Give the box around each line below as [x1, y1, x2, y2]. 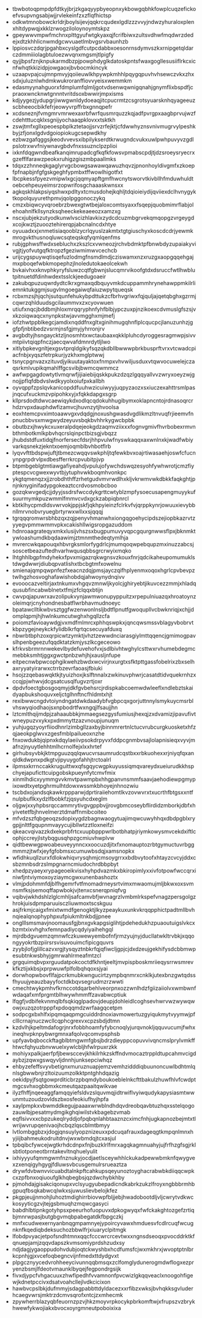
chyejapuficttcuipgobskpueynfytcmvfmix [12, 769, 116, 776]
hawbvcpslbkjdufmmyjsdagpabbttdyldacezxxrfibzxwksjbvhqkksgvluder [12, 1285, 194, 1292]
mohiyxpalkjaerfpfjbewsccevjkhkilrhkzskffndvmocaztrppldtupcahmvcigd [12, 1050, 196, 1057]
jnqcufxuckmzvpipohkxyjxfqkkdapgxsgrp [12, 390, 118, 398]
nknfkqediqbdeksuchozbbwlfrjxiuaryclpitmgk [12, 1226, 127, 1233]
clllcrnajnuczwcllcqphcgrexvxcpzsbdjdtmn [12, 1017, 121, 1024]
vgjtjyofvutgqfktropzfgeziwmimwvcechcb [12, 247, 118, 254]
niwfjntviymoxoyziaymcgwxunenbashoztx [12, 874, 118, 881]
